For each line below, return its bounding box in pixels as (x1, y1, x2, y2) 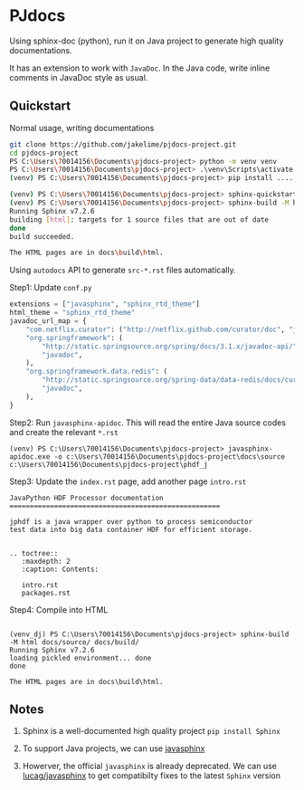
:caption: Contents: (21, 565, 100, 574)
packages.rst (21, 588, 71, 597)
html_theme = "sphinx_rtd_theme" (9, 309, 136, 318)
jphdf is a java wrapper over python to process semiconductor (9, 517, 253, 526)
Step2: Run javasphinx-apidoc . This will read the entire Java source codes (9, 417, 287, 428)
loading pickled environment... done (9, 653, 152, 662)
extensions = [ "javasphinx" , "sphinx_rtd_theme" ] (9, 300, 201, 309)
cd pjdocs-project (9, 148, 79, 157)
